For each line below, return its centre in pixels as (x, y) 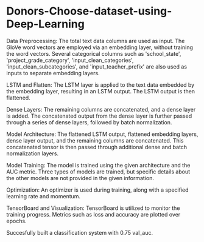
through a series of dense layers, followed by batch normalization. (89, 122)
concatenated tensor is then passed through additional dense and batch (97, 147)
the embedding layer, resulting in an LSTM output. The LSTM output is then (101, 91)
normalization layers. (33, 153)
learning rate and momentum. (44, 196)
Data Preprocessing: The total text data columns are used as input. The (96, 41)
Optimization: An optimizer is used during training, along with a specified (97, 190)
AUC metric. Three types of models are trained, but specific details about (98, 172)
